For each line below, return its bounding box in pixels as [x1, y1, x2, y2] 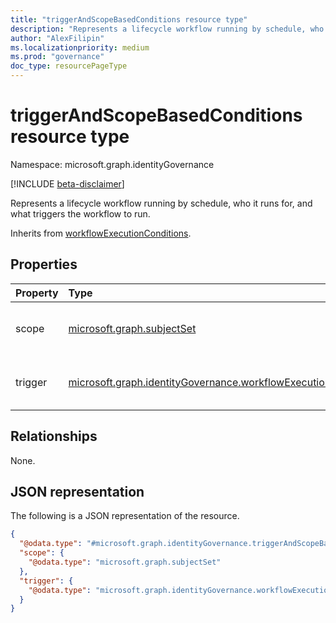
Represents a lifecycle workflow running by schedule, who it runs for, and [10, 197, 313, 209]
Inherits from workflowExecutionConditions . [10, 227, 192, 239]
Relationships [10, 428, 98, 445]
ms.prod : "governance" [10, 52, 105, 62]
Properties [10, 256, 78, 273]
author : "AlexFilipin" [10, 33, 105, 43]
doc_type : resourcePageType [10, 61, 128, 71]
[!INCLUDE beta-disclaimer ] [10, 177, 125, 190]
